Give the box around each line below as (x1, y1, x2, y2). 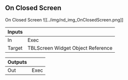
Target (7, 44, 23, 51)
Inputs (7, 28, 23, 35)
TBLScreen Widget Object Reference (27, 44, 113, 51)
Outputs (7, 59, 27, 65)
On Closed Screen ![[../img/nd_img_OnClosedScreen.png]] (5, 17, 124, 22)
